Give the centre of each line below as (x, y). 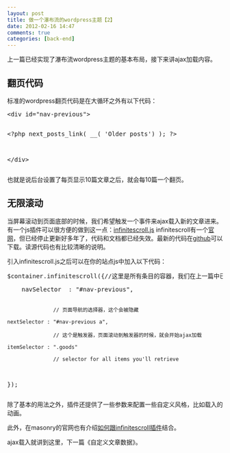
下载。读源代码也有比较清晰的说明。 (58, 247)
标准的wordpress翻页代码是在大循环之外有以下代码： (82, 101)
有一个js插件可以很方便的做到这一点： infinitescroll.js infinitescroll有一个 (108, 230)
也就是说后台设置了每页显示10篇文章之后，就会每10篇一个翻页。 (98, 180)
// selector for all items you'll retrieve (116, 359)
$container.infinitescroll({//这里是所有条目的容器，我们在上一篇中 (114, 276)
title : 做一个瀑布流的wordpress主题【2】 (61, 20)
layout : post (26, 13)
